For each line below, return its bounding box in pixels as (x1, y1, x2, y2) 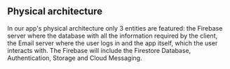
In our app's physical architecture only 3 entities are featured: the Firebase (7, 24, 223, 32)
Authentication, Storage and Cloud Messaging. (7, 54, 142, 62)
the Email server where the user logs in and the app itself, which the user (7, 38, 218, 47)
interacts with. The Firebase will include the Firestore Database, (7, 46, 191, 54)
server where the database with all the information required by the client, (7, 31, 218, 40)
